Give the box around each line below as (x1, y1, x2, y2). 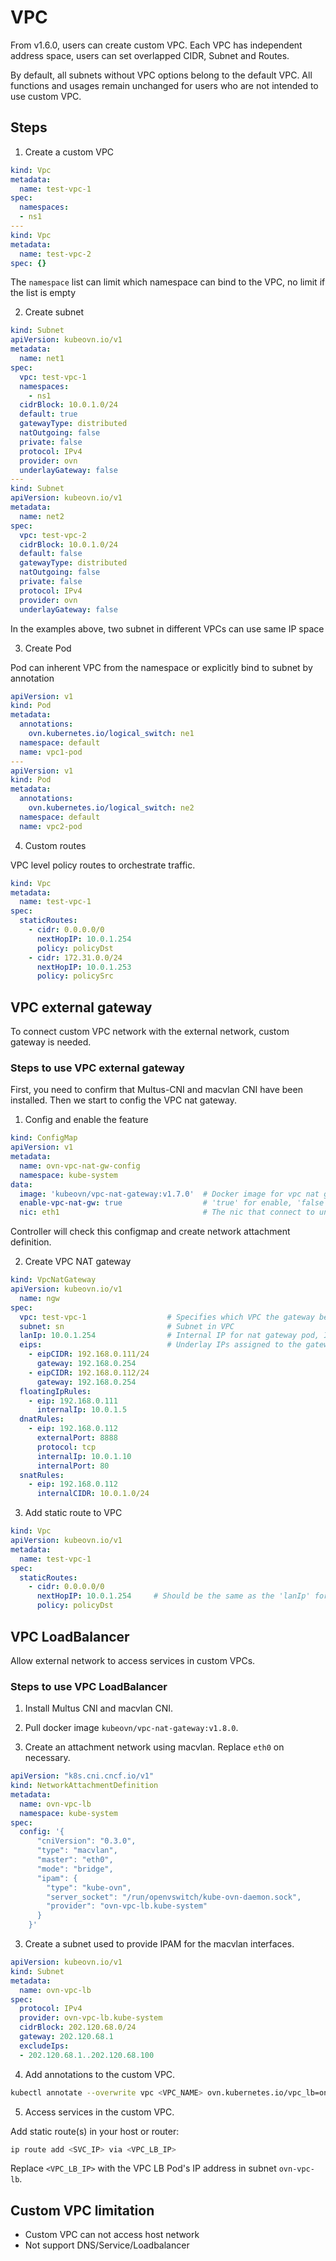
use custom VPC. (10, 90, 82, 102)
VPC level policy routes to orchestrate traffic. (10, 859, 196, 871)
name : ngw (19, 1293, 60, 1303)
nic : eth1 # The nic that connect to (19, 1207, 315, 1218)
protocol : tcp (36, 1442, 97, 1452)
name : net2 (19, 511, 65, 521)
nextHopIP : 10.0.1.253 (36, 962, 132, 972)
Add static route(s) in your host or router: (10, 2125, 180, 2137)
